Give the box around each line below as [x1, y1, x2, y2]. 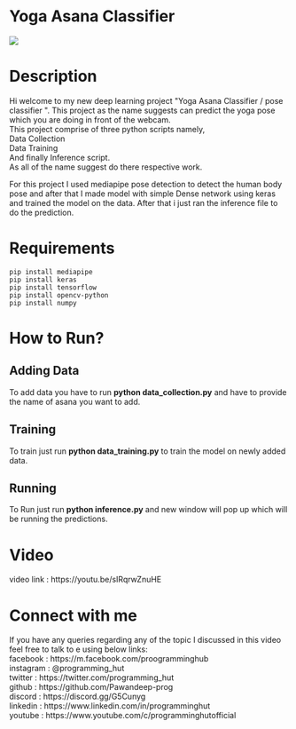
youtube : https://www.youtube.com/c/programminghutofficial [9, 710, 237, 721]
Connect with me [9, 606, 137, 625]
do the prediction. [9, 207, 74, 218]
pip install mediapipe [9, 267, 93, 276]
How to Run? [9, 329, 105, 348]
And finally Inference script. [9, 152, 111, 162]
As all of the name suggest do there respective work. [9, 162, 203, 172]
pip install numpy [9, 298, 77, 307]
